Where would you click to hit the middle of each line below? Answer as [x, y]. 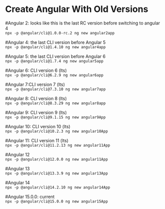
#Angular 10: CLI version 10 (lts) [38, 126]
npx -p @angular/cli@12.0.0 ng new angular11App [57, 159]
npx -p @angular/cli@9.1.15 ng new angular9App [56, 117]
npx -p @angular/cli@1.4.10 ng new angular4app [56, 47]
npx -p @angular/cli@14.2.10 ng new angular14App [58, 187]
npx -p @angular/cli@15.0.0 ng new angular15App [57, 201]
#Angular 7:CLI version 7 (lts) [35, 84]
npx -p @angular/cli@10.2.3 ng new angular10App [57, 131]
